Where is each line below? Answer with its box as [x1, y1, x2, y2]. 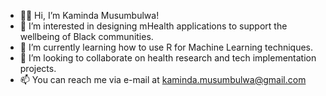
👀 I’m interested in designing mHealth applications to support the [19, 20, 288, 32]
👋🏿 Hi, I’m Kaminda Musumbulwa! [19, 10, 160, 21]
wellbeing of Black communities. [19, 31, 154, 42]
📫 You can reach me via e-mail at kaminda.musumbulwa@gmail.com [19, 74, 307, 85]
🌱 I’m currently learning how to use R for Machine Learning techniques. [19, 41, 314, 53]
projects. [19, 63, 57, 74]
